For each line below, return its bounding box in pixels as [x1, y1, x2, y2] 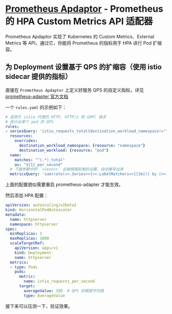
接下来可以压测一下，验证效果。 [5, 303, 73, 309]
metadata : [5, 212, 27, 217]
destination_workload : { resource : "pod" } [18, 148, 109, 153]
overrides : [14, 138, 38, 143]
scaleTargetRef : [10, 241, 45, 246]
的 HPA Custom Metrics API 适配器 [5, 16, 153, 27]
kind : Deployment [14, 250, 52, 255]
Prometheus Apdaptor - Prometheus [5, 3, 164, 15]
